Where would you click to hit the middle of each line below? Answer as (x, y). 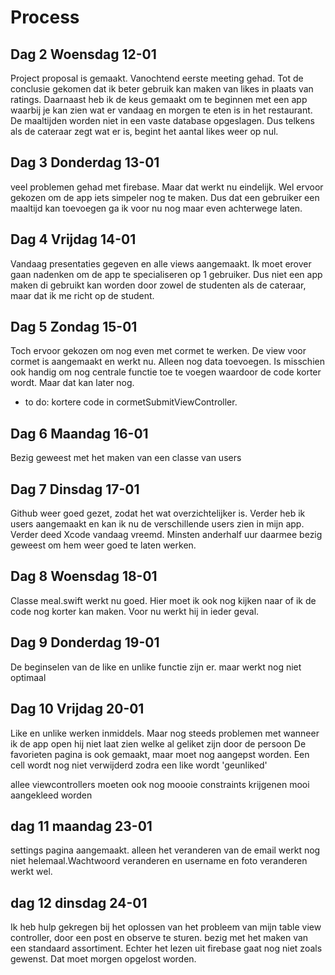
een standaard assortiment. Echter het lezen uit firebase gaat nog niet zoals (166, 948)
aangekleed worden (51, 795)
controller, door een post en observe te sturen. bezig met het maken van (159, 938)
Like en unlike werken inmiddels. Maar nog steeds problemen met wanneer (165, 733)
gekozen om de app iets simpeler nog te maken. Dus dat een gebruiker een (165, 197)
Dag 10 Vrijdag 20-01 (77, 709)
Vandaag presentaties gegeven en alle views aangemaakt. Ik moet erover (161, 263)
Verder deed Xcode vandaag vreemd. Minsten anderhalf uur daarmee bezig (166, 535)
